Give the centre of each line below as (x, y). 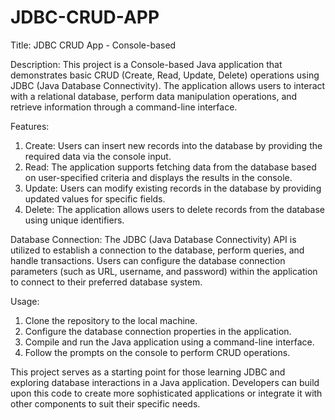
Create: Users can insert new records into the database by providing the (173, 145)
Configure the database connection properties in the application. (158, 331)
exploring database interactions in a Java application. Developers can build (165, 382)
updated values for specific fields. (95, 198)
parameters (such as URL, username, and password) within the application (164, 271)
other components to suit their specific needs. (105, 403)
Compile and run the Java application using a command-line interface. (169, 342)
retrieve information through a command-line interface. (124, 107)
